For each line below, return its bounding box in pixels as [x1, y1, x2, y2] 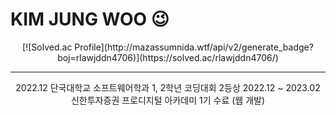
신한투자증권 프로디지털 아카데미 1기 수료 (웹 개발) [70, 94, 265, 106]
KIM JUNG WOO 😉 [10, 8, 170, 31]
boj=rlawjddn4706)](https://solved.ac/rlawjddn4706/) [57, 51, 279, 63]
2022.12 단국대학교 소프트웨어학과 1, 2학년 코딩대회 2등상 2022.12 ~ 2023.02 [15, 81, 321, 93]
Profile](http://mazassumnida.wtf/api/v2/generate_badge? [74, 41, 314, 53]
